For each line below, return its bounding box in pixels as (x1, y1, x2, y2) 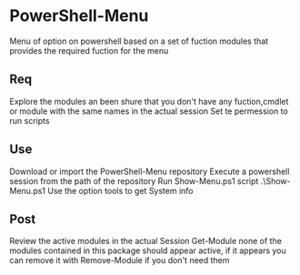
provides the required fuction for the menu (9, 45, 169, 56)
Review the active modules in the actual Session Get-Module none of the (9, 236, 282, 247)
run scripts (9, 115, 50, 126)
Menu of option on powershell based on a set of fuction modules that (9, 36, 269, 46)
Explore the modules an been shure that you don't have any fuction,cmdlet (9, 96, 289, 107)
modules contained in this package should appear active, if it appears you (9, 245, 286, 256)
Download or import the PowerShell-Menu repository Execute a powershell (9, 166, 290, 177)
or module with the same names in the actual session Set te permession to (9, 106, 288, 117)
